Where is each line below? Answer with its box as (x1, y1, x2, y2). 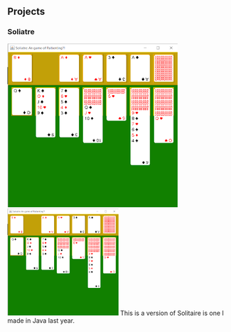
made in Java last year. (7, 316, 75, 325)
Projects (7, 6, 45, 18)
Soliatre (7, 27, 36, 37)
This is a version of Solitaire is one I (119, 309, 224, 317)
